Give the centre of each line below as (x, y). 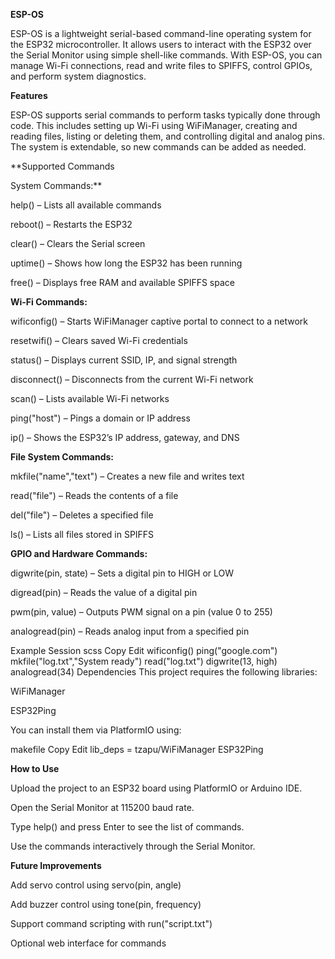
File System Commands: (62, 457)
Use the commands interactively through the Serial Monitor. (133, 846)
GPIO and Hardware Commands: (79, 553)
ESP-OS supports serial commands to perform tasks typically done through (165, 115)
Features (29, 95)
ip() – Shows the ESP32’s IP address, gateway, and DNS (125, 437)
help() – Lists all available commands (86, 205)
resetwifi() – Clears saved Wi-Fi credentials (99, 340)
